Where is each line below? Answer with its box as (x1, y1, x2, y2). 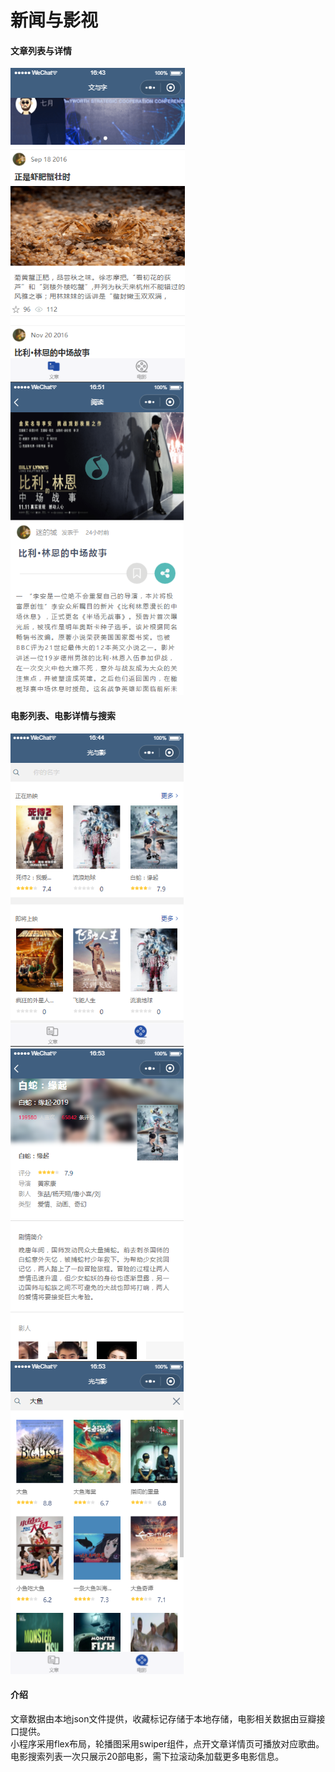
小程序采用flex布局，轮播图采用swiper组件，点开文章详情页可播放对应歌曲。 (10, 1737, 325, 1750)
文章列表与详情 (10, 44, 72, 56)
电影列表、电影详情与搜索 (10, 709, 116, 721)
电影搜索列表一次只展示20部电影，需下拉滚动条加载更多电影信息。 (10, 1750, 285, 1762)
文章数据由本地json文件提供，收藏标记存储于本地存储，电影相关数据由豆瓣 (10, 1712, 317, 1725)
